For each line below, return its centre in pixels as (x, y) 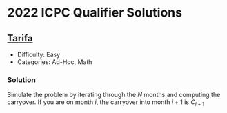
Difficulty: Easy (39, 54)
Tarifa (20, 38)
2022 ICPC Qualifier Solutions (95, 13)
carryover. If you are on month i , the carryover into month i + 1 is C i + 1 (106, 103)
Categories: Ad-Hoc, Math (55, 62)
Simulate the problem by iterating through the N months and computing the (114, 95)
